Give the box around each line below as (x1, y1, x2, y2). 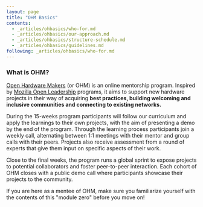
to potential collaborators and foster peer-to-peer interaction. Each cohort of (6, 163, 197, 170)
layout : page (6, 8, 39, 15)
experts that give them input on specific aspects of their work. (6, 145, 161, 152)
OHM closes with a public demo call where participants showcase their (6, 170, 183, 177)
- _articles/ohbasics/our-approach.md (11, 31, 110, 37)
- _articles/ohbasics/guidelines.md (11, 43, 104, 49)
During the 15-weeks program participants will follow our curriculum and (6, 113, 187, 120)
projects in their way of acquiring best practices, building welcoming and (6, 95, 192, 102)
